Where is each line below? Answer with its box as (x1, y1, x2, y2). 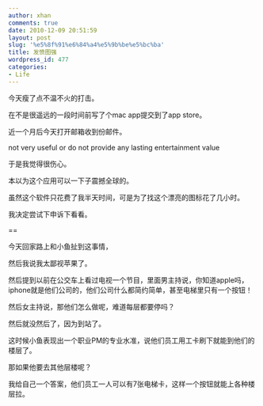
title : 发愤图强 (8, 48, 57, 56)
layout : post (8, 33, 51, 42)
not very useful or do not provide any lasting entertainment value (8, 142, 220, 152)
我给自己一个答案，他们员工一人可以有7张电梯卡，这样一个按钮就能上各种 (8, 379, 248, 389)
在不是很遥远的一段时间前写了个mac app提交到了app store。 (8, 110, 207, 120)
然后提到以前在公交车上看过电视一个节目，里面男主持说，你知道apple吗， (8, 275, 249, 285)
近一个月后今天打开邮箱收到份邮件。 (8, 127, 127, 136)
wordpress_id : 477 (8, 56, 69, 64)
